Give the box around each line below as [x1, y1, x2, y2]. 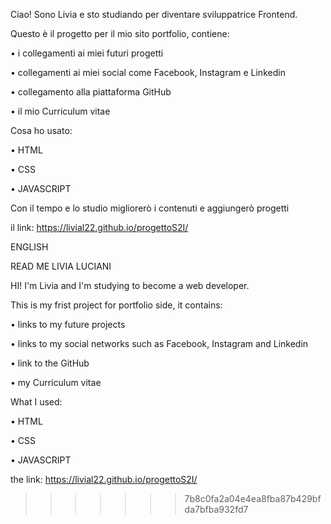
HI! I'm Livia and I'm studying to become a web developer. [10, 280, 250, 291]
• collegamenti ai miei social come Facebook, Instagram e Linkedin [10, 67, 286, 78]
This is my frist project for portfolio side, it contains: [10, 299, 223, 311]
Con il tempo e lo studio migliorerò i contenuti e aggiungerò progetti [10, 202, 290, 214]
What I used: [10, 396, 63, 408]
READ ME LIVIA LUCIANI [10, 260, 112, 272]
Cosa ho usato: [10, 125, 73, 136]
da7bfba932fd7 [184, 504, 249, 515]
